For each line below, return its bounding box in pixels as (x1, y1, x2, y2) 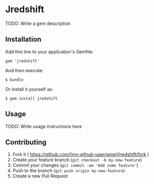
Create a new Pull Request (12, 173, 68, 179)
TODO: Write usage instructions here (5, 123, 82, 129)
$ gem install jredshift (5, 96, 58, 101)
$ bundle (5, 77, 24, 82)
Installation (5, 35, 42, 44)
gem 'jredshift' (5, 58, 40, 64)
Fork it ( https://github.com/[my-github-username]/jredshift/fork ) (12, 151, 149, 158)
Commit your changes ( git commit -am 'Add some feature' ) (12, 162, 138, 168)
